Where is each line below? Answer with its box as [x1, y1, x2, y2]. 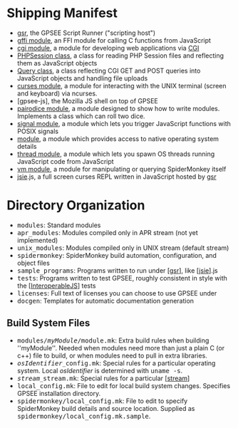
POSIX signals [16, 127, 58, 135]
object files [16, 259, 51, 267]
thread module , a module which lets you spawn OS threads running [16, 150, 215, 158]
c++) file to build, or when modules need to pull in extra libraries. [16, 351, 207, 360]
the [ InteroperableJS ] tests [16, 281, 96, 290]
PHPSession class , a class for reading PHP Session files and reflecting [16, 51, 224, 60]
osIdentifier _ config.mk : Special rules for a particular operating [16, 358, 216, 367]
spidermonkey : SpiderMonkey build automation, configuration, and [16, 251, 217, 259]
